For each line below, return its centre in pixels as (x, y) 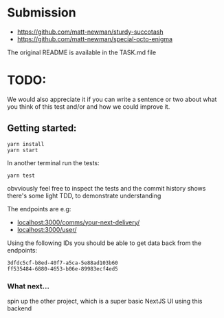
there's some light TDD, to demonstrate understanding (84, 195)
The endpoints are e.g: (39, 209)
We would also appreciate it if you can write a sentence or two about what (112, 99)
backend (20, 308)
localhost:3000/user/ (47, 229)
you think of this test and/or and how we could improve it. (89, 106)
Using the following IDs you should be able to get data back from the (104, 243)
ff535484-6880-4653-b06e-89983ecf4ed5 (63, 269)
